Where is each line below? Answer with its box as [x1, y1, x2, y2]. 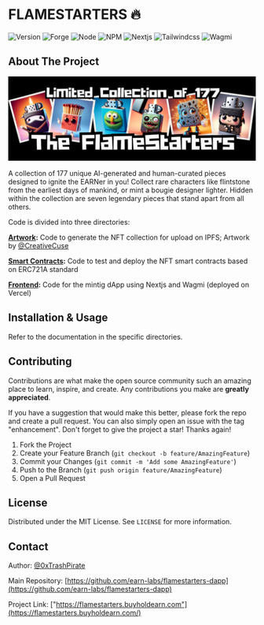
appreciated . [8, 392, 51, 402]
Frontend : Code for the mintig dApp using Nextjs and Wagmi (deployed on [8, 280, 250, 289]
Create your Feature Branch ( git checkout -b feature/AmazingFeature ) [19, 448, 251, 458]
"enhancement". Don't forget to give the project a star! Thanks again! [8, 424, 232, 434]
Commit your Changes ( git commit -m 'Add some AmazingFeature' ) [19, 456, 237, 466]
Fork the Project [19, 440, 72, 449]
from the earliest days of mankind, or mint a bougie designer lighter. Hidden [8, 185, 254, 195]
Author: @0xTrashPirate [8, 561, 86, 571]
